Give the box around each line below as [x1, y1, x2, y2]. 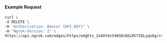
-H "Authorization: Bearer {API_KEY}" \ [4, 24, 90, 29]
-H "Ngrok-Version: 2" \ [4, 29, 56, 34]
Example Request [4, 4, 42, 10]
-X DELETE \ [4, 20, 29, 25]
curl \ [4, 15, 18, 20]
